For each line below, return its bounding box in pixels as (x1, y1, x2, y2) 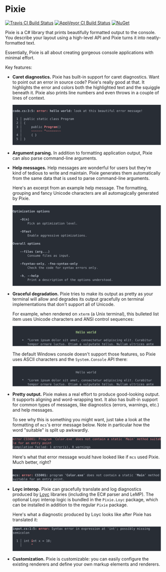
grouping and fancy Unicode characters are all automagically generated (12, 190, 159, 196)
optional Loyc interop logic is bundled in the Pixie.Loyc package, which (12, 497, 158, 503)
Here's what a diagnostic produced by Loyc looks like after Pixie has (12, 512, 152, 518)
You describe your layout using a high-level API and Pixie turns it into (5, 35, 146, 41)
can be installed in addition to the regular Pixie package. (12, 502, 128, 508)
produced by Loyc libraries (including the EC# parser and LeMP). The (12, 491, 154, 497)
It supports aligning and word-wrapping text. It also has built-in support (12, 396, 158, 402)
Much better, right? (12, 459, 51, 465)
